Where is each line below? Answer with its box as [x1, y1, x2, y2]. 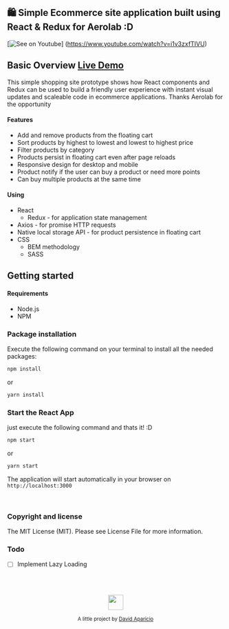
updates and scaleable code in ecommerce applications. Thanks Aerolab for [7, 92, 223, 101]
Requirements [7, 290, 49, 298]
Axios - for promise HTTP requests [17, 221, 116, 229]
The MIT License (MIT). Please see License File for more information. [7, 528, 203, 536]
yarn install [7, 391, 45, 398]
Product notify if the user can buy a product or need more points [17, 168, 201, 176]
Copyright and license [7, 511, 83, 521]
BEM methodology [27, 243, 80, 251]
